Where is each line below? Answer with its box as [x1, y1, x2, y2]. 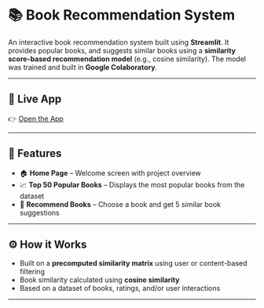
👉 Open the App [8, 114, 64, 123]
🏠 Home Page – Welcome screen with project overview [19, 168, 202, 177]
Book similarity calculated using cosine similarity [19, 275, 180, 284]
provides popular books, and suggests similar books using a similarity [8, 45, 236, 55]
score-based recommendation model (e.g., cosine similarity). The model [8, 54, 246, 63]
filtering [19, 267, 46, 277]
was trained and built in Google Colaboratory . [8, 62, 158, 71]
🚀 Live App [8, 92, 62, 106]
